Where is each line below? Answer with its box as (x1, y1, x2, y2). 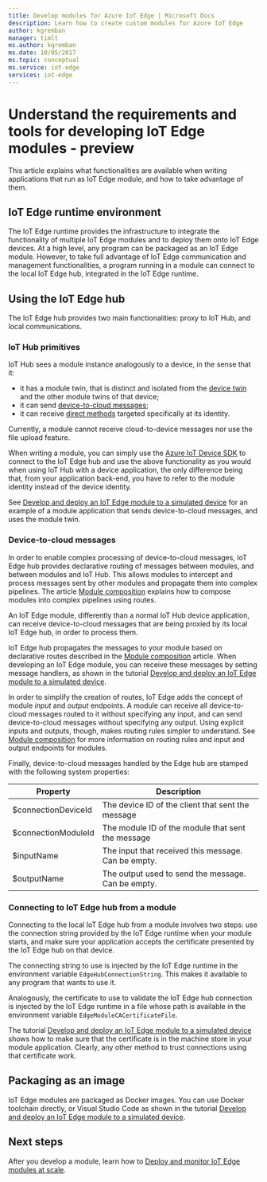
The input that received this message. (102, 845, 243, 856)
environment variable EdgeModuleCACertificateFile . (8, 1010, 178, 1020)
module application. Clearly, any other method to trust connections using (8, 1043, 247, 1052)
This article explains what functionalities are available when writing (8, 165, 227, 175)
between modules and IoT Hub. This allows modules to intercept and (8, 569, 233, 579)
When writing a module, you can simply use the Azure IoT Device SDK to (8, 448, 246, 458)
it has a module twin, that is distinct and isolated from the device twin (19, 383, 247, 393)
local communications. (8, 322, 83, 332)
